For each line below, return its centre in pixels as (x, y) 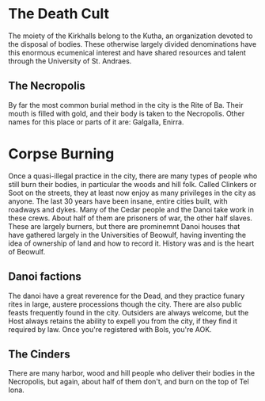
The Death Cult (59, 14)
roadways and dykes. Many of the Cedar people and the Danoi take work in (131, 209)
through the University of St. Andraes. (70, 61)
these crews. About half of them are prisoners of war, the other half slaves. (131, 218)
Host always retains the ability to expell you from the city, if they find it (123, 321)
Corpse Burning (61, 153)
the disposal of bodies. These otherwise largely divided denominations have (132, 44)
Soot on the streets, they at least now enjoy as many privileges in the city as (132, 193)
